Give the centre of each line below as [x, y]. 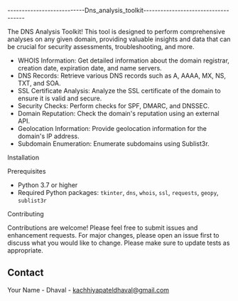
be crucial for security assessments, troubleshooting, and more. [101, 47]
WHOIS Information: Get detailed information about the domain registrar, [123, 60]
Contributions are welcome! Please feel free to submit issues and [103, 228]
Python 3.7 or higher [48, 185]
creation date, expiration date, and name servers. [90, 68]
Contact [26, 273]
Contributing [26, 214]
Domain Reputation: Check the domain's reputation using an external [118, 113]
